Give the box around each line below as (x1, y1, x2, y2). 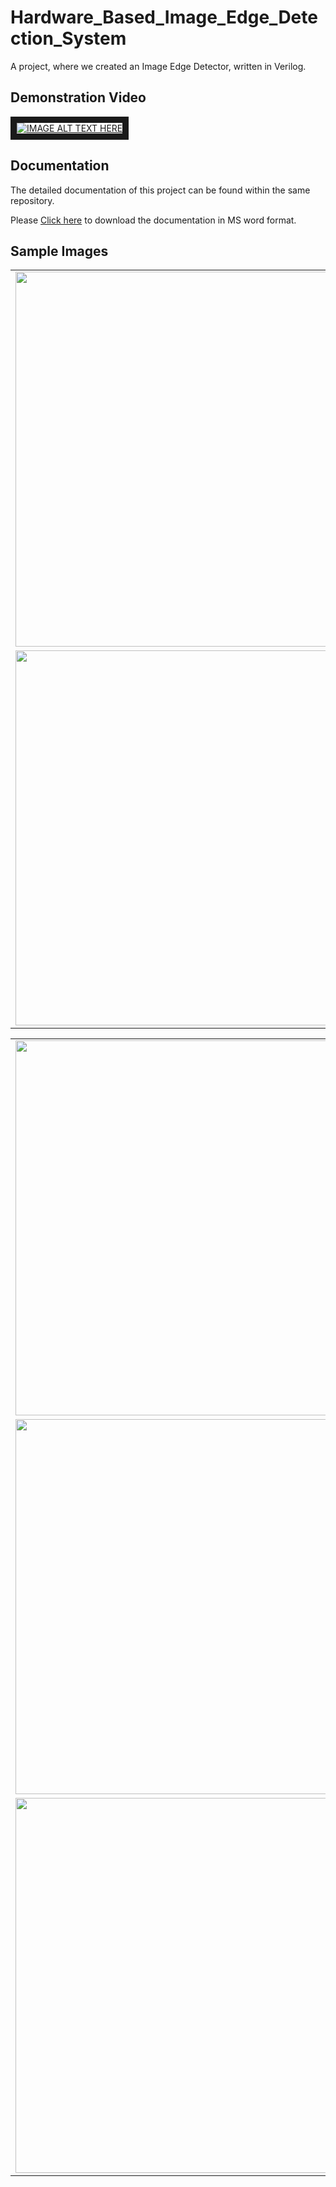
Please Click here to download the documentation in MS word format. (10, 214, 297, 226)
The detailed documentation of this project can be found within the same (10, 184, 311, 196)
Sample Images (10, 242, 109, 260)
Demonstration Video (10, 89, 147, 106)
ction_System (10, 27, 127, 50)
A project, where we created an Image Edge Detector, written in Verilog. (10, 60, 307, 72)
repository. (10, 194, 55, 206)
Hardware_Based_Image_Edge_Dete (10, 6, 318, 29)
